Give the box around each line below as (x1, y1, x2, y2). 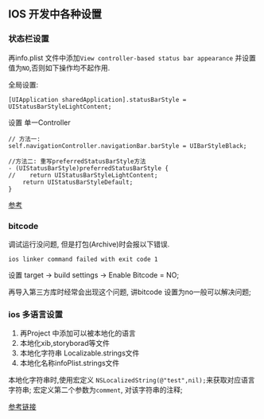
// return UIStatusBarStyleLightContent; (8, 171, 158, 179)
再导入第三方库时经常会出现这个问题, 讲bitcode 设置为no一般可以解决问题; (8, 287, 252, 297)
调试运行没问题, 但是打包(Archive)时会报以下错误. (8, 239, 170, 249)
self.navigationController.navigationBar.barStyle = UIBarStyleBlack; (8, 142, 247, 149)
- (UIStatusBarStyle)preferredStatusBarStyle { (8, 164, 169, 173)
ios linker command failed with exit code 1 (8, 255, 158, 263)
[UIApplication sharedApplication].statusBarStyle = (8, 95, 187, 103)
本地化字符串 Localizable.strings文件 (19, 348, 140, 358)
